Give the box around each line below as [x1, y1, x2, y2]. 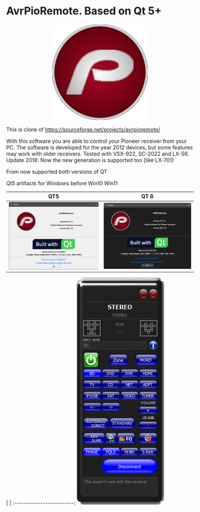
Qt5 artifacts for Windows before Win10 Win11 [6, 179, 118, 186]
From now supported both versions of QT [6, 168, 108, 175]
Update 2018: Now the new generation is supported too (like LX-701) [6, 157, 174, 164]
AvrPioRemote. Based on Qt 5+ [6, 4, 162, 18]
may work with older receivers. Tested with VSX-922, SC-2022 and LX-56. [6, 150, 189, 157]
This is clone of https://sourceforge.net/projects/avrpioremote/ [6, 125, 161, 133]
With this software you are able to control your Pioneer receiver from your [6, 137, 187, 145]
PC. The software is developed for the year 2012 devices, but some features [6, 143, 193, 151]
